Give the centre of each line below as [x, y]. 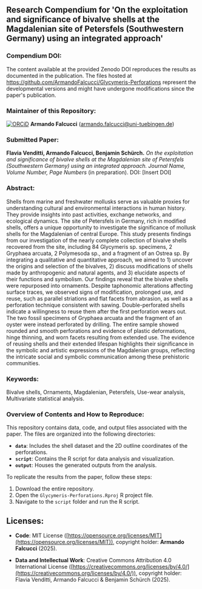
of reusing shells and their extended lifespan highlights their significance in [100, 344]
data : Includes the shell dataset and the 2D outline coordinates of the [101, 446]
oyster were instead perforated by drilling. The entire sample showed [93, 324]
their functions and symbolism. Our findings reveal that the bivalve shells [97, 279]
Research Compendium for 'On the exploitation [97, 10]
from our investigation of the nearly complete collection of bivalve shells [96, 240]
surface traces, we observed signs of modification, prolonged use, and [95, 292]
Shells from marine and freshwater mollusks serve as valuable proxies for [98, 201]
